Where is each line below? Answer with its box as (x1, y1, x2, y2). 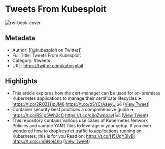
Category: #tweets (12, 58, 50, 63)
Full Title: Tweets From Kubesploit (12, 52, 81, 58)
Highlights (5, 77, 38, 86)
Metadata (5, 34, 35, 42)
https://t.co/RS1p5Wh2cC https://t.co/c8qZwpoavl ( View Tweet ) (12, 112, 149, 118)
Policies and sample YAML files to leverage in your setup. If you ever (12, 122, 152, 128)
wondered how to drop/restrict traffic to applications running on (12, 128, 142, 134)
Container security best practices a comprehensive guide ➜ (12, 106, 134, 112)
